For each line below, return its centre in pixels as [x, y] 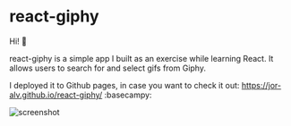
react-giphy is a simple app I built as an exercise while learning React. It [141, 58]
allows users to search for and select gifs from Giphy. [107, 68]
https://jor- [261, 85]
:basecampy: [128, 95]
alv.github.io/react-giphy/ [56, 95]
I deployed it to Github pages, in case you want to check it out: [124, 85]
